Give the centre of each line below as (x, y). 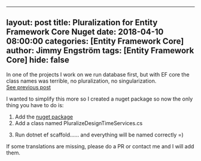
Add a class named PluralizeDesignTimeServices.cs (79, 123)
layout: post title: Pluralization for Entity (82, 22)
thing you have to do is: (35, 105)
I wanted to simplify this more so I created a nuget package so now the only (100, 99)
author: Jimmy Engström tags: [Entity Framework (100, 51)
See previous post (28, 87)
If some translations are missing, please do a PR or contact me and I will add (100, 146)
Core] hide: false (38, 60)
